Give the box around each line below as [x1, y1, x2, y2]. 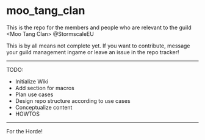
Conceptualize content [15, 103, 73, 111]
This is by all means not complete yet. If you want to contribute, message [6, 42, 190, 49]
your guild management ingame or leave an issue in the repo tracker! [6, 48, 179, 55]
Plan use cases [15, 91, 54, 98]
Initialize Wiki [15, 77, 49, 85]
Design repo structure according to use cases [15, 97, 131, 104]
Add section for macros [15, 84, 74, 91]
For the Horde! [6, 127, 43, 135]
